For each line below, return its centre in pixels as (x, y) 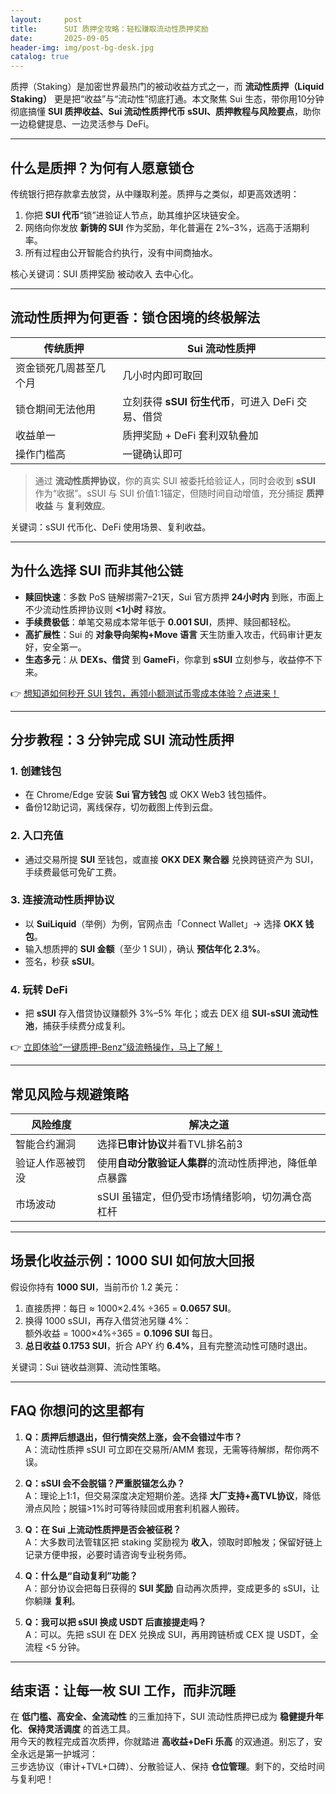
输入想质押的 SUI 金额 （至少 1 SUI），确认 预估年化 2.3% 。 (145, 948)
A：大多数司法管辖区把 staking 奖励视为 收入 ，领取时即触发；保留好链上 (173, 1542)
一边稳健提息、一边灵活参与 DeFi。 (82, 124)
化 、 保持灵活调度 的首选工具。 (73, 1729)
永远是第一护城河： (58, 1754)
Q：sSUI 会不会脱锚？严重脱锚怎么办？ (105, 1483)
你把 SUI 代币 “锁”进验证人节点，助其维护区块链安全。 (134, 215)
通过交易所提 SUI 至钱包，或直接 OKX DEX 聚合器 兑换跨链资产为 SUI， (171, 859)
